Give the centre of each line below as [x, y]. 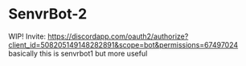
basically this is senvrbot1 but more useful [78, 53]
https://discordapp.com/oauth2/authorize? [118, 36]
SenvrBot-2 [48, 14]
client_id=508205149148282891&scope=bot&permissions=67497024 [123, 44]
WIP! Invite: [27, 36]
